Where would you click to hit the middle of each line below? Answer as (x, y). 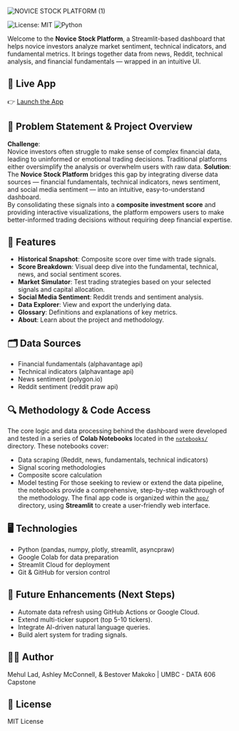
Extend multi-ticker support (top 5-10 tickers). (85, 619)
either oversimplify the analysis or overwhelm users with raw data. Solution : (119, 166)
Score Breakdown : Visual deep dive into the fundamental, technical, (118, 267)
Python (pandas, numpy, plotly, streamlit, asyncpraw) (96, 549)
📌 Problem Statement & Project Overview (100, 127)
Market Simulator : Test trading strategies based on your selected (114, 282)
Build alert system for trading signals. (72, 635)
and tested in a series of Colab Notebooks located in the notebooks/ (108, 438)
